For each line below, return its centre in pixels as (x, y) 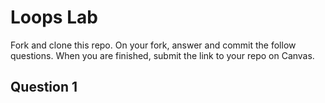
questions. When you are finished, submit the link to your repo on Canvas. (162, 55)
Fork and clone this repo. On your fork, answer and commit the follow (153, 45)
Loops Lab (54, 17)
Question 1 (44, 87)
